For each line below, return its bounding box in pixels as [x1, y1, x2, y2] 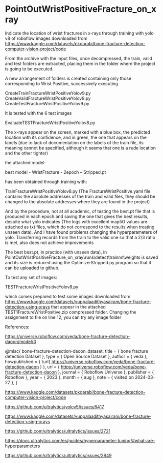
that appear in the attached [51, 304, 106, 309]
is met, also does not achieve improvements [5, 240, 94, 246]
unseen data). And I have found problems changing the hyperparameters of [5, 229, 158, 235]
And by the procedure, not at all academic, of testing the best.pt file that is [5, 208, 155, 214]
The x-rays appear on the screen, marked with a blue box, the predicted [5, 129, 150, 135]
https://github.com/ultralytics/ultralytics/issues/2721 [5, 428, 111, 434]
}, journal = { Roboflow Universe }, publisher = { [58, 369, 154, 375]
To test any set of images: [5, 274, 57, 280]
